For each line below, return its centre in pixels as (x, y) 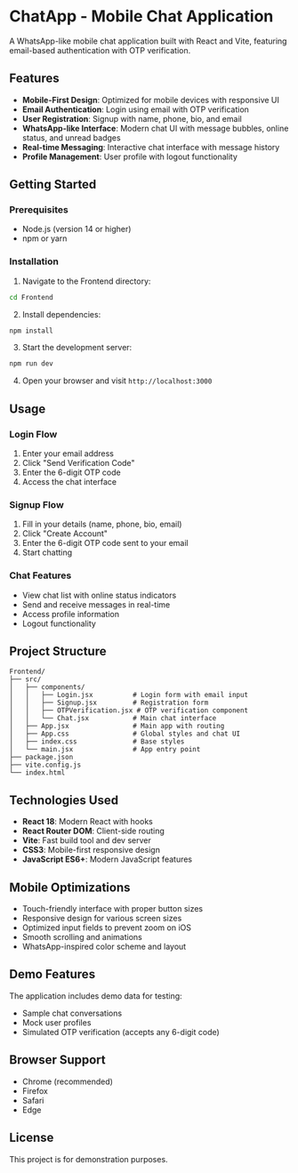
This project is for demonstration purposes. (89, 1159)
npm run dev (31, 364)
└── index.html (37, 773)
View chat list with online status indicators (99, 595)
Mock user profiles (56, 1022)
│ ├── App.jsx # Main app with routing (117, 727)
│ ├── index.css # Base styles (97, 742)
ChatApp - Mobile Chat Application (141, 16)
